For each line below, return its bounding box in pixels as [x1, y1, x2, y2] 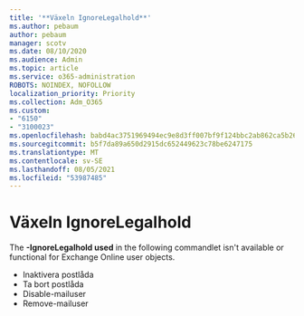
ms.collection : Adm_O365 [9, 97, 103, 107]
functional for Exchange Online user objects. [9, 252, 176, 263]
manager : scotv [9, 38, 67, 48]
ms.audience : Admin [9, 55, 83, 64]
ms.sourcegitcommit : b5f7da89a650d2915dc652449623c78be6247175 [9, 139, 253, 148]
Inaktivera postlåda [22, 269, 94, 281]
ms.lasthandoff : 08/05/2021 [9, 165, 116, 174]
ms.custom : [9, 106, 51, 115]
